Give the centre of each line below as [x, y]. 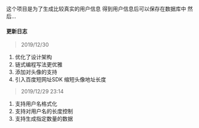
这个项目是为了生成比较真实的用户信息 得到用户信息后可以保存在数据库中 [96, 9]
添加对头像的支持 [36, 72]
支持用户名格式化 [36, 104]
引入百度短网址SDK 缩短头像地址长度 [61, 80]
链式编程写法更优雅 [39, 65]
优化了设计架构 [33, 57]
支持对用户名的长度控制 [44, 111]
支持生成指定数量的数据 [44, 119]
